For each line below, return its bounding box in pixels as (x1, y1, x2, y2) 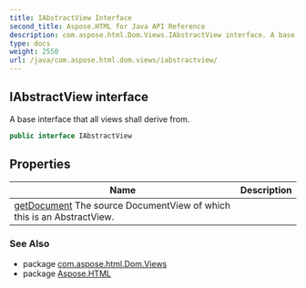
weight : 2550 (9, 47, 59, 57)
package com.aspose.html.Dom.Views (22, 258, 168, 269)
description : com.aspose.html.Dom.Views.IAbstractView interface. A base (9, 30, 296, 39)
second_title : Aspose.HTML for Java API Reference (9, 22, 206, 31)
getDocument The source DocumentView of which (14, 199, 230, 211)
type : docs (9, 38, 51, 48)
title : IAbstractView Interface (9, 13, 132, 23)
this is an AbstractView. (14, 211, 115, 223)
